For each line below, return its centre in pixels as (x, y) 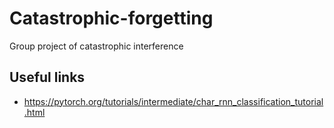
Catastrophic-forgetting (111, 18)
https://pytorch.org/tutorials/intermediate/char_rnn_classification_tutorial (173, 101)
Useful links (47, 77)
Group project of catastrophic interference (96, 46)
